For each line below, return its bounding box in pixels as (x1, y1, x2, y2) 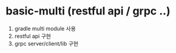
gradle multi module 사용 (14, 25, 76, 32)
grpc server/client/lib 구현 (14, 40, 78, 47)
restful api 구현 (14, 32, 51, 40)
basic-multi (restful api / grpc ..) (5, 4, 171, 18)
